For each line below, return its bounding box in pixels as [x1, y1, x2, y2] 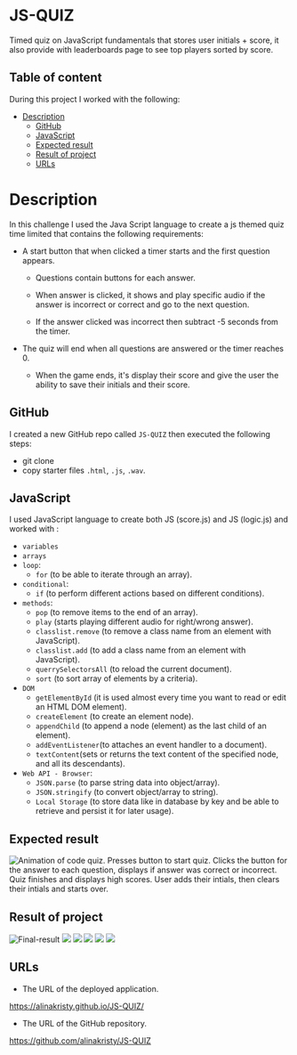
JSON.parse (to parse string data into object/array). [35, 777, 221, 788]
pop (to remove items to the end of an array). [35, 607, 198, 618]
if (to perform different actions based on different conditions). [35, 588, 265, 599]
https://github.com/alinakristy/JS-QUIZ [9, 1035, 151, 1046]
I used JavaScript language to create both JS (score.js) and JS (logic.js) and [9, 514, 289, 525]
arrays [21, 552, 47, 561]
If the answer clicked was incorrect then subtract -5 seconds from [35, 316, 278, 327]
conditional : [21, 579, 69, 589]
